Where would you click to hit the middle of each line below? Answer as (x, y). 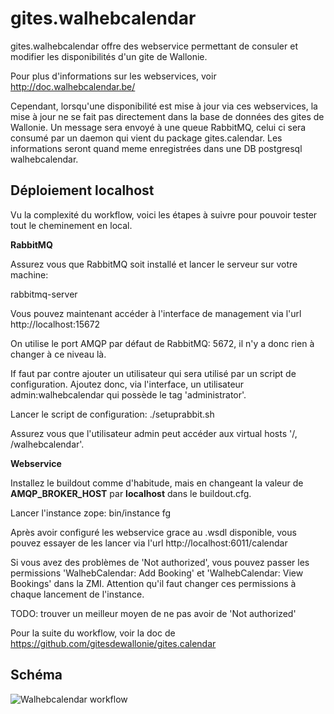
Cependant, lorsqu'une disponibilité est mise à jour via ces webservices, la (164, 106)
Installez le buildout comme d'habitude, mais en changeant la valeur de (157, 483)
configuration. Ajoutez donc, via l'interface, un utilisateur (127, 384)
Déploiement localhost (82, 190)
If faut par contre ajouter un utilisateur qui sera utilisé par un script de (153, 373)
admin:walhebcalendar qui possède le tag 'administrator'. (128, 394)
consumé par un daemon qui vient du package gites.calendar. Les (146, 138)
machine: (29, 274)
